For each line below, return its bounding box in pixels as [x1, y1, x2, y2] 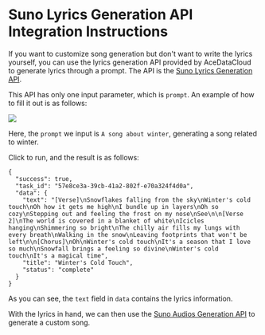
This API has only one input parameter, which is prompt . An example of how [8, 89, 255, 99]
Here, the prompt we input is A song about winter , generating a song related [8, 128, 257, 138]
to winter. [8, 137, 39, 147]
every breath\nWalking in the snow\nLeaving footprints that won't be [8, 231, 247, 238]
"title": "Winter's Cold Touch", [22, 258, 134, 266]
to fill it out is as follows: [8, 98, 88, 108]
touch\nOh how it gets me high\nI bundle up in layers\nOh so [8, 203, 219, 211]
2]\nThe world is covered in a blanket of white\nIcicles [8, 217, 205, 225]
